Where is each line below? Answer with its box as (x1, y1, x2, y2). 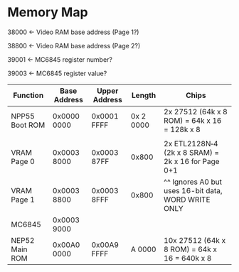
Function (13, 90, 44, 100)
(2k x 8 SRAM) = (163, 147, 219, 157)
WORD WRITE (163, 195, 211, 205)
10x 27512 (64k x (163, 235, 226, 245)
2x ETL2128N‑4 (163, 138, 218, 148)
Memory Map (7, 4, 88, 21)
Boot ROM (11, 120, 46, 130)
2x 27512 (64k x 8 (163, 107, 228, 116)
